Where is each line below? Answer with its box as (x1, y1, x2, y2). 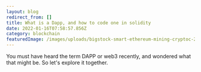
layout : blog (6, 8, 39, 15)
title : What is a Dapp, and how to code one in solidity (6, 20, 151, 26)
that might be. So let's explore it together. (6, 59, 108, 66)
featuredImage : (6, 36, 44, 42)
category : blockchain (6, 31, 60, 37)
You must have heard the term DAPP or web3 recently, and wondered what (6, 53, 191, 60)
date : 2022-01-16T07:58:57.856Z (6, 25, 87, 32)
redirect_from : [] (6, 14, 52, 20)
